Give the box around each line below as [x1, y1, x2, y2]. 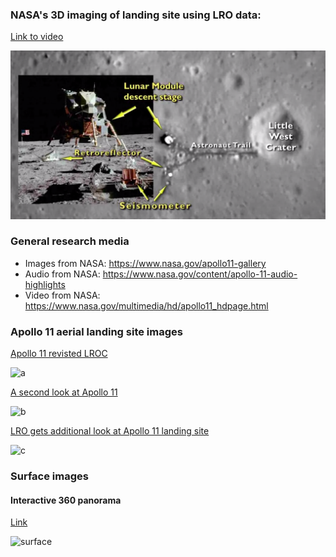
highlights [24, 278, 66, 290]
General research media [10, 234, 130, 248]
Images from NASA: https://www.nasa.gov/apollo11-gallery [24, 257, 267, 269]
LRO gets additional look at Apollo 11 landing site [10, 425, 210, 437]
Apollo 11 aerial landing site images [10, 324, 183, 338]
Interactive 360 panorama [10, 494, 122, 506]
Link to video [10, 31, 64, 43]
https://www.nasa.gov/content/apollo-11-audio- [102, 268, 298, 280]
